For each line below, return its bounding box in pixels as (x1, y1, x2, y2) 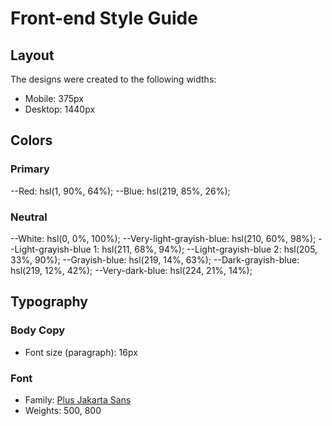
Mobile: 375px (24, 93, 84, 104)
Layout (10, 47, 55, 64)
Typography (10, 293, 88, 311)
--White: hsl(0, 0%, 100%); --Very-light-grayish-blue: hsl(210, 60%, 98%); (10, 232, 317, 244)
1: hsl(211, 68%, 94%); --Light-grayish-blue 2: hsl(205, (93, 243, 318, 255)
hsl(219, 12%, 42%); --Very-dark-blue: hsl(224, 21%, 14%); (10, 264, 253, 276)
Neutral (10, 210, 48, 224)
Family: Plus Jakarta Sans (24, 393, 132, 406)
